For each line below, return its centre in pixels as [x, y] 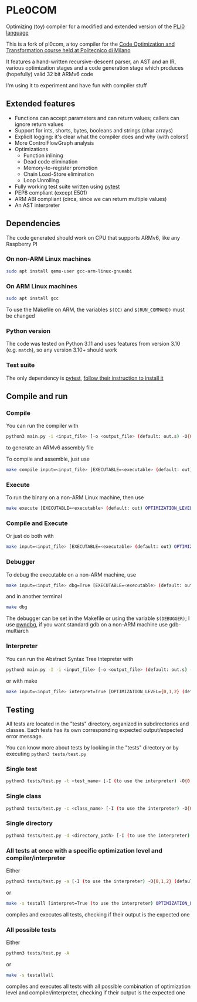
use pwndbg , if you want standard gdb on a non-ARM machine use [87, 625]
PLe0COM [31, 10]
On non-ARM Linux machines [49, 259]
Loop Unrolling [41, 180]
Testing [20, 710]
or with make [22, 681]
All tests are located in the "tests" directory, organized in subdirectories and [98, 724]
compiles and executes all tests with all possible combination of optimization [98, 986]
